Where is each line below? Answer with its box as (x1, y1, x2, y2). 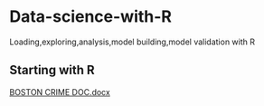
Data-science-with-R (9, 6, 172, 27)
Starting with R (9, 63, 95, 78)
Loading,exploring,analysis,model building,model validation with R (9, 36, 256, 47)
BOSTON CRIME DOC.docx (9, 86, 110, 97)
